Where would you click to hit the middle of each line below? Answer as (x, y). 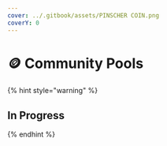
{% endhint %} (32, 134)
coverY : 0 (24, 23)
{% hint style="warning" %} (53, 91)
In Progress (36, 115)
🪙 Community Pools (75, 63)
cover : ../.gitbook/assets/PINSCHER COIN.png (83, 15)
